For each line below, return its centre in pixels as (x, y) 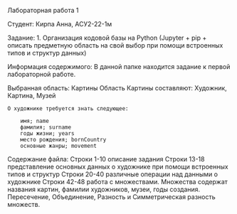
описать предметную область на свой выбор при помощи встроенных (115, 45)
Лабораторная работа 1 (43, 10)
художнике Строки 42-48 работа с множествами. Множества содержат (117, 182)
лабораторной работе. (42, 74)
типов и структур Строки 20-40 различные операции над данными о (113, 174)
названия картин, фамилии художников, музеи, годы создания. (104, 189)
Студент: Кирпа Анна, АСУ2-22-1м (60, 24)
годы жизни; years (47, 134)
